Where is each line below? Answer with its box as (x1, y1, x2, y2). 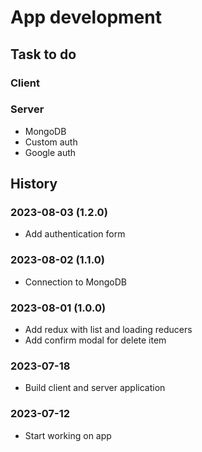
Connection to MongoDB (24, 276, 128, 288)
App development (10, 6, 162, 29)
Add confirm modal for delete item (24, 334, 167, 346)
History (10, 176, 58, 193)
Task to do (10, 46, 77, 63)
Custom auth (24, 136, 78, 148)
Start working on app (24, 429, 112, 441)
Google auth (24, 146, 77, 158)
